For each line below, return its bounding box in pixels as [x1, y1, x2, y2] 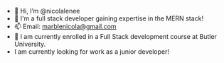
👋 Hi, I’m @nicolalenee [14, 7, 80, 15]
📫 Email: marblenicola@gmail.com [14, 22, 117, 30]
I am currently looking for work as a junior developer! [14, 47, 169, 56]
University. [14, 40, 46, 48]
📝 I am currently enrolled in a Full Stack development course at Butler [14, 33, 217, 40]
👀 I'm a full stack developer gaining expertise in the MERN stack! [14, 14, 204, 23]
